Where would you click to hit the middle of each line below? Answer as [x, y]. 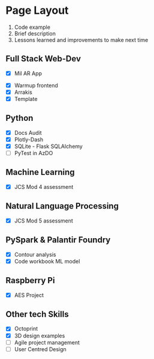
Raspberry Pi [30, 281]
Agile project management [47, 342]
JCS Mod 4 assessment [44, 186]
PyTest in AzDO [34, 153]
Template [26, 99]
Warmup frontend [36, 85]
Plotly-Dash [28, 140]
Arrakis [23, 92]
